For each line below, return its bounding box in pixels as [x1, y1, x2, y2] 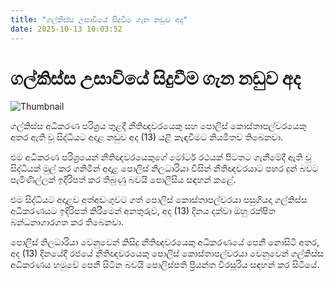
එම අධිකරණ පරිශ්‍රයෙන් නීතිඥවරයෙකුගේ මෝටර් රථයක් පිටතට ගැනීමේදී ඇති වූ [10, 151, 312, 163]
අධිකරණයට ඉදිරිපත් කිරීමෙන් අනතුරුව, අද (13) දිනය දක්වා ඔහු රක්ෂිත [10, 205, 276, 217]
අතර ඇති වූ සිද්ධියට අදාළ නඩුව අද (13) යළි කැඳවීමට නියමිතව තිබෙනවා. [10, 131, 284, 143]
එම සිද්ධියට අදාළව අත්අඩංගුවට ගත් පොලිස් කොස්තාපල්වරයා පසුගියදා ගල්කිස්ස [10, 194, 308, 206]
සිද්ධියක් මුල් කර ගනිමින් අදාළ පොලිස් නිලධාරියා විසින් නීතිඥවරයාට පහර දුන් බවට [10, 162, 319, 175]
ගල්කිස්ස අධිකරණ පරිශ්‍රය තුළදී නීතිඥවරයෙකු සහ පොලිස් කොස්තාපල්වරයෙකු [10, 120, 307, 132]
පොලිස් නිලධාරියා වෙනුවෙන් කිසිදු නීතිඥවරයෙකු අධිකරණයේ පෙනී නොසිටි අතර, [10, 236, 320, 248]
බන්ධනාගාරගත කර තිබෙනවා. [10, 216, 124, 228]
